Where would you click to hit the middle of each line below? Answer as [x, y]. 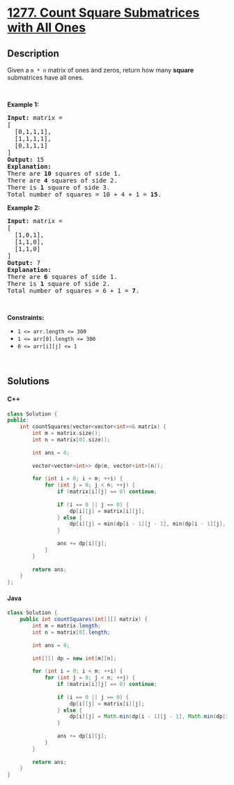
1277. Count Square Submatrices [103, 13]
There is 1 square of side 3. [59, 187]
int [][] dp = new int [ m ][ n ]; [75, 658]
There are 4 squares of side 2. [62, 180]
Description [33, 53]
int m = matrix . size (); [67, 434]
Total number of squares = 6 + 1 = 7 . [73, 291]
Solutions [29, 381]
